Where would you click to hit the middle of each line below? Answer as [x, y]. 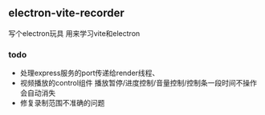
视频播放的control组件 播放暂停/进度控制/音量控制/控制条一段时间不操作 [138, 83]
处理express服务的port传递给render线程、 [90, 73]
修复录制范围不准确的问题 [62, 103]
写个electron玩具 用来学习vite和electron [74, 33]
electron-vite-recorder [66, 13]
